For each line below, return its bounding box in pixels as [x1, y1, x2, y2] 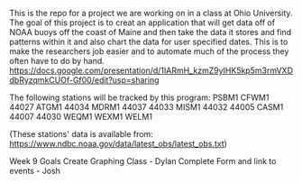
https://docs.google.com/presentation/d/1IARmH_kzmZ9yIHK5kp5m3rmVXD [9, 65, 294, 76]
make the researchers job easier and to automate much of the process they [9, 46, 289, 57]
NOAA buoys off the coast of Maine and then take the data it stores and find [9, 27, 292, 37]
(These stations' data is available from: [9, 129, 153, 139]
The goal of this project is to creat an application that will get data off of [9, 17, 276, 28]
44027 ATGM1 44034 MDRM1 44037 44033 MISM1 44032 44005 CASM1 [9, 102, 284, 112]
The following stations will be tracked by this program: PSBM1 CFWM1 [9, 92, 270, 103]
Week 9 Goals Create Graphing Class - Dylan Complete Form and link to [9, 156, 277, 166]
